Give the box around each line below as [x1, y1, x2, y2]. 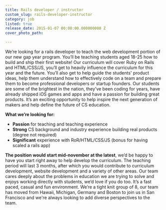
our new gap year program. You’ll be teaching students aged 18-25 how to [5, 54, 158, 60]
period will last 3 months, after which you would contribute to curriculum [5, 163, 155, 168]
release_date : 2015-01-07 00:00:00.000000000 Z [5, 26, 106, 31]
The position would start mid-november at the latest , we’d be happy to [5, 152, 154, 158]
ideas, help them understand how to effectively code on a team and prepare [5, 75, 162, 81]
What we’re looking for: [5, 111, 55, 117]
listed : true [5, 21, 32, 26]
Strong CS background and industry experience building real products [12, 126, 158, 132]
